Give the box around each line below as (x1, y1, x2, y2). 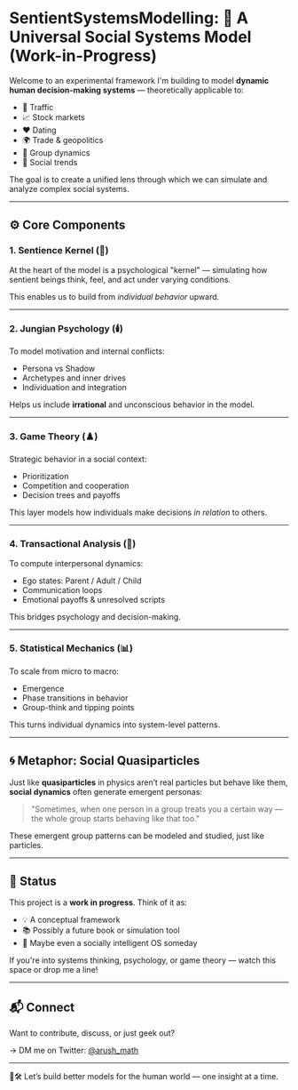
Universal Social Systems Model (9, 27, 252, 47)
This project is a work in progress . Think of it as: (9, 897, 188, 908)
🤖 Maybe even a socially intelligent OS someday (21, 938, 198, 949)
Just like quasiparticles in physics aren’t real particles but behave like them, (9, 777, 288, 788)
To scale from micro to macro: (9, 666, 120, 677)
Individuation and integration (21, 381, 127, 392)
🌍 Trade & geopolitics (21, 134, 104, 145)
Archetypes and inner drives (21, 373, 127, 383)
